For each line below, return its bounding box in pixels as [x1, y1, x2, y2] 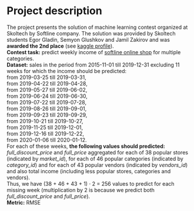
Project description [6, 4, 102, 18]
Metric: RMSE [6, 199, 41, 206]
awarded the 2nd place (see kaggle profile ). [6, 42, 114, 50]
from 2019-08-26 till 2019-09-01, [6, 105, 87, 112]
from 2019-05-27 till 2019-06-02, [6, 86, 88, 93]
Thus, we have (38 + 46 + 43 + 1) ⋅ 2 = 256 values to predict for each [6, 180, 175, 187]
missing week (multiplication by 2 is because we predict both [6, 186, 155, 193]
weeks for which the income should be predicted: [6, 67, 127, 74]
